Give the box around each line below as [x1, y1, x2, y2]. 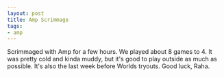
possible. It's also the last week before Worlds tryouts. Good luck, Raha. [7, 62, 210, 70]
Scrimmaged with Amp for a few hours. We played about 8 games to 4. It [7, 48, 212, 56]
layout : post [7, 10, 45, 17]
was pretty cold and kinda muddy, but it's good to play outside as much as [7, 55, 217, 63]
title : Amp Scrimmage [7, 16, 69, 23]
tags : [7, 22, 23, 29]
